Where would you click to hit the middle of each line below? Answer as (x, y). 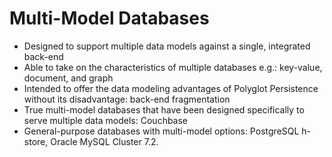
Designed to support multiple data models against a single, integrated (167, 46)
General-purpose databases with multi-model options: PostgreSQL (161, 131)
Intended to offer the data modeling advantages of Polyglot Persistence (171, 88)
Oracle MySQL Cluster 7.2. (104, 141)
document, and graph (68, 78)
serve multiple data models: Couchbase (106, 120)
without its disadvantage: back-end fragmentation (127, 99)
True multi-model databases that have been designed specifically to (164, 109)
